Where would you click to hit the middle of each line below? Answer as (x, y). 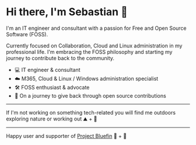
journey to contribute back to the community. (60, 58)
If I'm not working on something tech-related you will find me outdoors (91, 112)
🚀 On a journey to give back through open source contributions (90, 95)
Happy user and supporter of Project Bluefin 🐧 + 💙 (66, 136)
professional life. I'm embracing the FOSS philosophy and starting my (89, 51)
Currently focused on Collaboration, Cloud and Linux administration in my (94, 46)
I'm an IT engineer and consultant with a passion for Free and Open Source (96, 28)
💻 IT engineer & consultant (47, 70)
